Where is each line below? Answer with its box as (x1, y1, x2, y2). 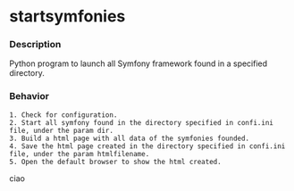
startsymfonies (9, 6, 126, 27)
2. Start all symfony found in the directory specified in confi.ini (9, 118, 274, 127)
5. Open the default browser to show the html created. (9, 157, 222, 166)
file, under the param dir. (9, 126, 114, 135)
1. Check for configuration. (9, 110, 118, 120)
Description (9, 38, 62, 51)
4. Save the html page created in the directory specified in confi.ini (9, 141, 286, 151)
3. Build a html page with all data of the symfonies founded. (9, 134, 250, 143)
